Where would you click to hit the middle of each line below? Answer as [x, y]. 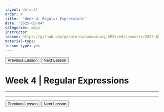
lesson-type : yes [23, 46]
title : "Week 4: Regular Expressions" [46, 19]
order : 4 [14, 14]
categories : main [23, 28]
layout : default [21, 9]
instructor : [17, 32]
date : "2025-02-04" [25, 23]
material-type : [20, 41]
